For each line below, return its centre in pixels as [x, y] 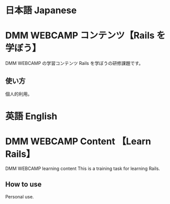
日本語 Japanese [41, 10]
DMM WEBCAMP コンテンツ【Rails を [86, 36]
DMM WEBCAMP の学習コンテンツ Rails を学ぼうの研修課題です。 [74, 63]
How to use [23, 184]
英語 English [31, 116]
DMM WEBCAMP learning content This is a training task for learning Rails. [83, 168]
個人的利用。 [19, 94]
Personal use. [20, 196]
